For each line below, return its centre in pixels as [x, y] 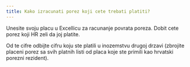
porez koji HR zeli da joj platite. [43, 34]
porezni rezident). [27, 58]
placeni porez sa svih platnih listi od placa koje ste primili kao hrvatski [90, 52]
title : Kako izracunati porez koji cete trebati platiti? [78, 11]
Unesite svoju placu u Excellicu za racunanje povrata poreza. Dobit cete [92, 28]
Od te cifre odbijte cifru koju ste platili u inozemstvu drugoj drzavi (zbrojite [95, 45]
